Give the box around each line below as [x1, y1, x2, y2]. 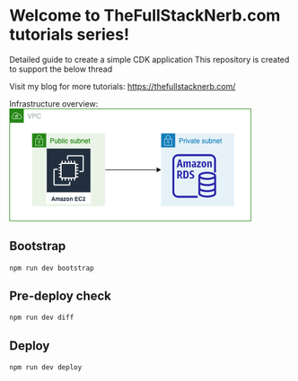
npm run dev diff [9, 313, 74, 323]
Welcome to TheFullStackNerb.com [9, 5, 281, 26]
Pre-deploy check [9, 289, 112, 304]
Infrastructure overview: [9, 98, 99, 108]
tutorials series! [9, 24, 130, 45]
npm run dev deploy [9, 363, 83, 372]
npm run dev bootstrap [9, 264, 94, 273]
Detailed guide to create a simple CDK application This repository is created [9, 54, 290, 65]
